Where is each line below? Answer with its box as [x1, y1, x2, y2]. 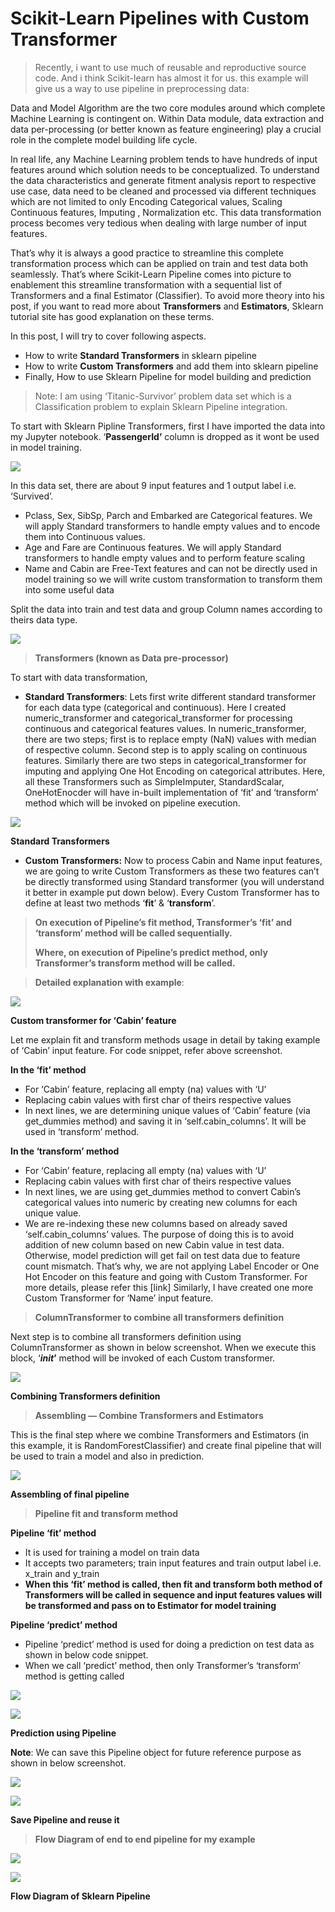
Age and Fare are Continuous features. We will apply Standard [24, 541, 282, 553]
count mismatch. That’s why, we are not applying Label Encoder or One [24, 1260, 320, 1272]
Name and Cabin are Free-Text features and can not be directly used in [24, 562, 318, 574]
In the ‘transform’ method [10, 1145, 120, 1157]
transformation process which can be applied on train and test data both [10, 257, 309, 269]
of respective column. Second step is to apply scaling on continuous [24, 743, 308, 756]
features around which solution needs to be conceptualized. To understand [10, 163, 320, 176]
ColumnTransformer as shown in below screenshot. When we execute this [10, 1341, 317, 1353]
